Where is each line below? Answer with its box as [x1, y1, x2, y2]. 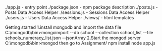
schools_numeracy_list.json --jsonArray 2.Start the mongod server [5, 35, 141, 41]
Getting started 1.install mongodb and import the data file [5, 24, 121, 30]
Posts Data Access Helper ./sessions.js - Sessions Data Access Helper [5, 9, 150, 15]
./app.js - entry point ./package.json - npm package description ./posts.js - [5, 4, 158, 10]
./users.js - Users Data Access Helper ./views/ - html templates [5, 15, 134, 20]
